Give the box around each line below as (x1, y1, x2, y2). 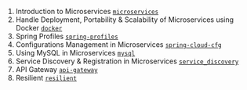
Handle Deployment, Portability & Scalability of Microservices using (15, 15, 234, 24)
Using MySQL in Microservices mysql (15, 49, 136, 57)
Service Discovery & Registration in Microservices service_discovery (15, 56, 239, 66)
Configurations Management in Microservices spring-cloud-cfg (15, 40, 222, 49)
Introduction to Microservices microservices (15, 7, 159, 16)
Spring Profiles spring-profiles (15, 31, 119, 41)
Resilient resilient (15, 74, 77, 82)
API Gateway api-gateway (15, 65, 98, 74)
